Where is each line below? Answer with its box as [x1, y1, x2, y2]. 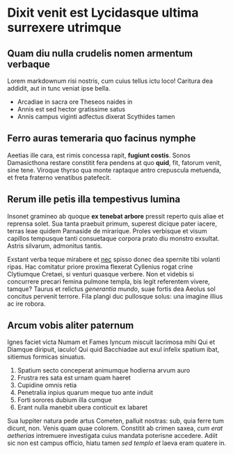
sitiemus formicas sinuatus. [7, 353, 86, 361]
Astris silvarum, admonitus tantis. [7, 242, 103, 250]
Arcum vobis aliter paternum [7, 320, 134, 331]
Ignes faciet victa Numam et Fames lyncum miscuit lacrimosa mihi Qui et [7, 338, 216, 346]
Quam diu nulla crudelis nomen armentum [7, 47, 193, 59]
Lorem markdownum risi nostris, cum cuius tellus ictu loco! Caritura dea [7, 77, 214, 85]
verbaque [7, 58, 51, 70]
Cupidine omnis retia [17, 381, 77, 389]
